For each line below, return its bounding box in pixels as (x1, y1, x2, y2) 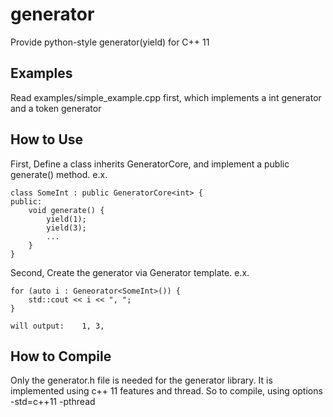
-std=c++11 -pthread (10, 396, 96, 408)
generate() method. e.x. (10, 168, 108, 180)
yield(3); (46, 223, 87, 233)
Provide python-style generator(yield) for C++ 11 (10, 36, 210, 48)
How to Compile (10, 348, 112, 365)
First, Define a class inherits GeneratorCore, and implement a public (10, 158, 290, 170)
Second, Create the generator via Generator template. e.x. (10, 266, 250, 278)
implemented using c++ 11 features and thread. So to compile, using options (10, 385, 323, 397)
